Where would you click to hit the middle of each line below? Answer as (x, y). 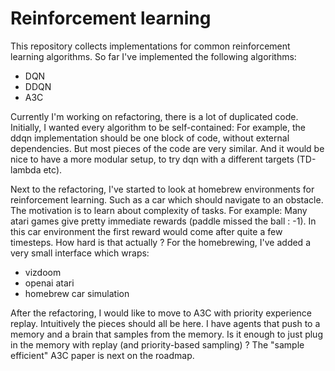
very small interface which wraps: (80, 253)
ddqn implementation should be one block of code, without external (150, 138)
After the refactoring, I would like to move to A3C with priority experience (161, 313)
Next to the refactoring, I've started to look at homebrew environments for (162, 189)
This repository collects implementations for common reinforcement (150, 46)
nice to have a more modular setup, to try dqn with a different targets (152, 159)
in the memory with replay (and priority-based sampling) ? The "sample (157, 344)
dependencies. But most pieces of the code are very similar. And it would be (167, 148)
